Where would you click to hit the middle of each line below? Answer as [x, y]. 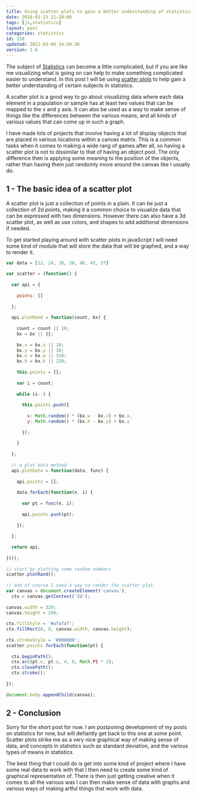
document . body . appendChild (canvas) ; [51, 695]
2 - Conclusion [34, 713]
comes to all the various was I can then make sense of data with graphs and [98, 782]
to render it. [20, 252]
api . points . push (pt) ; [48, 514]
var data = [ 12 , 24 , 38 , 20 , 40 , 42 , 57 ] [57, 263]
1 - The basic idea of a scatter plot [69, 189]
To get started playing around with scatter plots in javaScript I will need [92, 239]
